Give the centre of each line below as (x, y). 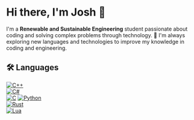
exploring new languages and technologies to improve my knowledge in (95, 41)
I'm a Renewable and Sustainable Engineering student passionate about (97, 29)
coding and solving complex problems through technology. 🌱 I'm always (96, 35)
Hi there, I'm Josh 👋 (56, 12)
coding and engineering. (37, 48)
